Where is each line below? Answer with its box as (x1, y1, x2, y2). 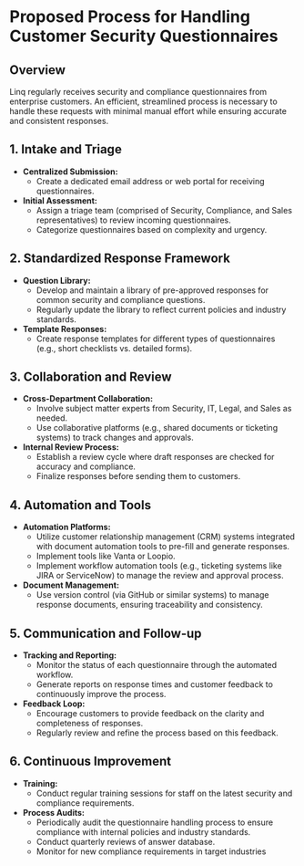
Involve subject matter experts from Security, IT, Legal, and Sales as (35, 403, 292, 414)
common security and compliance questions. (35, 294, 206, 305)
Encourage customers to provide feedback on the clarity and (35, 708, 265, 719)
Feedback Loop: (22, 698, 86, 709)
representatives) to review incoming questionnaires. (35, 214, 232, 225)
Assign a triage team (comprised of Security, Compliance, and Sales (35, 204, 293, 215)
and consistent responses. (9, 116, 109, 126)
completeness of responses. (35, 718, 144, 729)
